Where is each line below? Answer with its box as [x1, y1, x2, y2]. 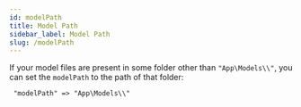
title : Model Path [9, 21, 78, 30]
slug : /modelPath [9, 37, 75, 47]
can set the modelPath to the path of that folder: [9, 72, 184, 83]
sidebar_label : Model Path [9, 29, 111, 38]
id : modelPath [9, 12, 63, 22]
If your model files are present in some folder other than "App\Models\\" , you [9, 62, 293, 73]
